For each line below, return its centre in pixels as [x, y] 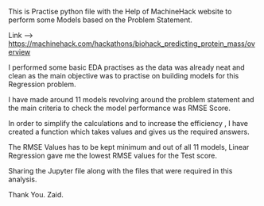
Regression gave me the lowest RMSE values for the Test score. [113, 155]
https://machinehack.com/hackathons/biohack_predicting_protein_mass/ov [132, 44]
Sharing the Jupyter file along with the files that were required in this [120, 171]
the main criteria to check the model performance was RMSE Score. [119, 108]
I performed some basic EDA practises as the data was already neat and [126, 67]
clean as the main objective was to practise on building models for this [124, 76]
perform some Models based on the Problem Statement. [101, 20]
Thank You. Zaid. [36, 195]
